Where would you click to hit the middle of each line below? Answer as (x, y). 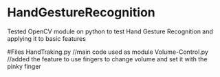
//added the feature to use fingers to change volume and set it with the (107, 59)
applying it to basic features (46, 38)
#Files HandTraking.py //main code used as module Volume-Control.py (108, 52)
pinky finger (24, 66)
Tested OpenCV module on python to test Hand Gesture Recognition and (110, 31)
